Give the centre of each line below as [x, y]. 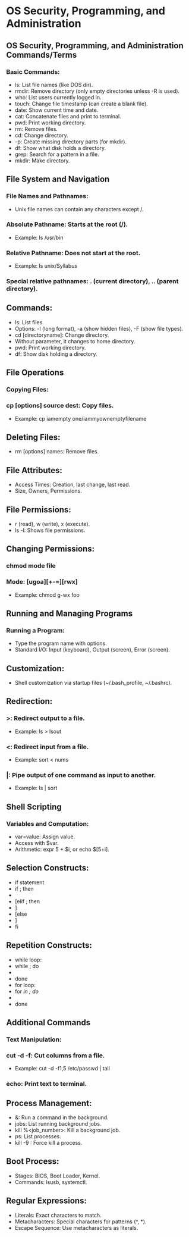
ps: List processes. [38, 1136]
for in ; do [26, 991]
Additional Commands [48, 1023]
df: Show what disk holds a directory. [60, 148]
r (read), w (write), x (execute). [52, 524]
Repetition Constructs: [49, 945]
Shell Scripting [34, 807]
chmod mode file [31, 566]
